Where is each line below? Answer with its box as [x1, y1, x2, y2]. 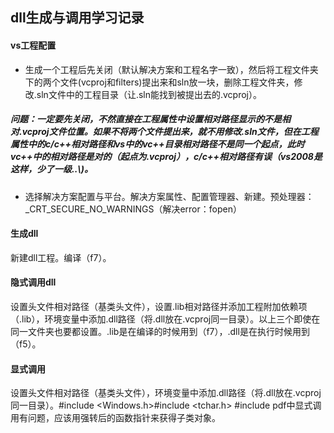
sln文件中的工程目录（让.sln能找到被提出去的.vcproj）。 [36, 88, 262, 100]
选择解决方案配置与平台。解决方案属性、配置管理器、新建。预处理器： [24, 190, 315, 202]
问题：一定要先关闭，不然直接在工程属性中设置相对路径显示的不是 [10, 113, 282, 125]
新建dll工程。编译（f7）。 [10, 251, 112, 263]
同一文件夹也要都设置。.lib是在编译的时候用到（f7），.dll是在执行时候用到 [10, 325, 310, 337]
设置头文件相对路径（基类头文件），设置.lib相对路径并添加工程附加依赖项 [10, 300, 308, 312]
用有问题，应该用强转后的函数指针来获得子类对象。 [10, 412, 221, 424]
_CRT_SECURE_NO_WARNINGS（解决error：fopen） [24, 203, 242, 215]
